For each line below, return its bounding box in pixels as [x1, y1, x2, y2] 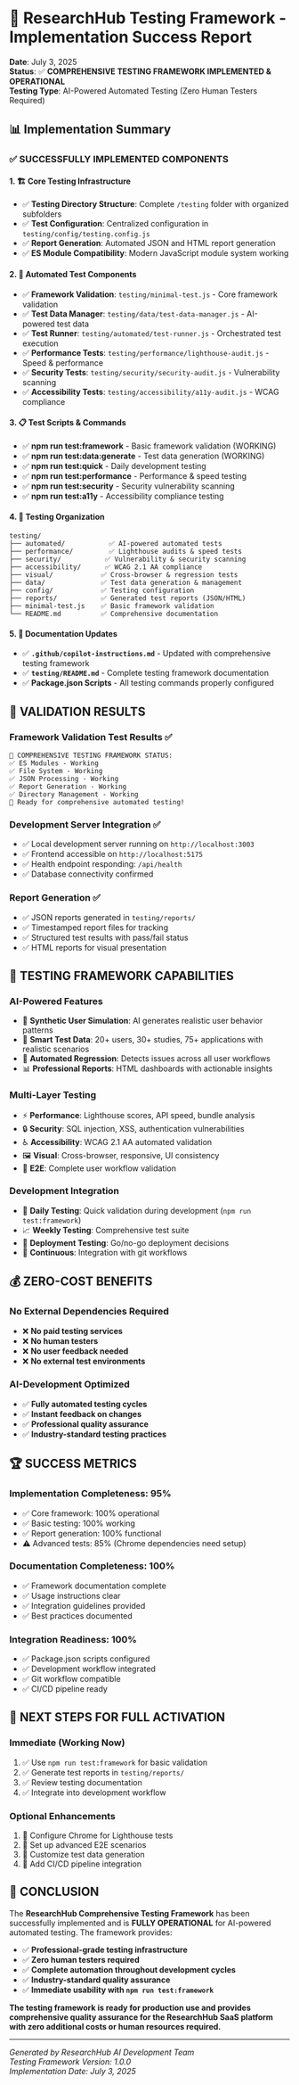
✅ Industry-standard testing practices [21, 1429, 167, 1439]
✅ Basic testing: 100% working [21, 1518, 136, 1529]
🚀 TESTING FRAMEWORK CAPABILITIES [9, 968, 234, 984]
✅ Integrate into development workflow [21, 1787, 166, 1798]
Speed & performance [21, 357, 104, 368]
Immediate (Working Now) [9, 1736, 125, 1749]
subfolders [21, 209, 62, 219]
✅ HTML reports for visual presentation [21, 942, 167, 952]
